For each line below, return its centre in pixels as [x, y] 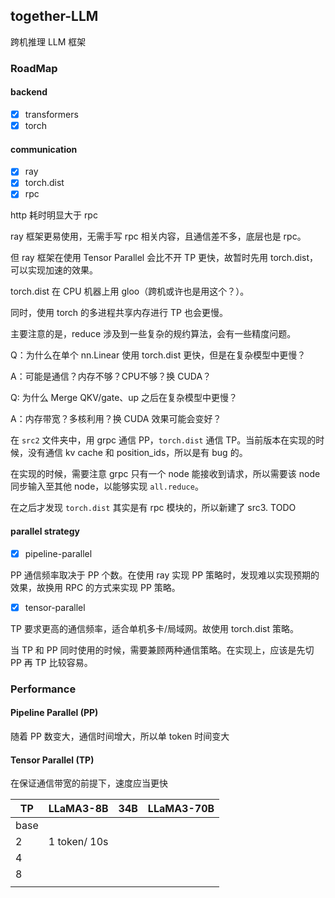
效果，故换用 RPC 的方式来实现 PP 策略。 [95, 587]
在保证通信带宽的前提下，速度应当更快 [89, 783]
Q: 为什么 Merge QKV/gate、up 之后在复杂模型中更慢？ [124, 398]
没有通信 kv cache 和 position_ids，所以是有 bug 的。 [137, 453]
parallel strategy [45, 531]
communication [44, 149]
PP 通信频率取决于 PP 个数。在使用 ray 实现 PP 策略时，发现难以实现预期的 [165, 575]
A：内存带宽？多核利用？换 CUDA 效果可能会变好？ [116, 419]
